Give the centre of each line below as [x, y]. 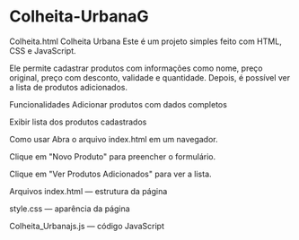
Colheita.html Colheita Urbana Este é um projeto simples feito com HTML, [146, 41]
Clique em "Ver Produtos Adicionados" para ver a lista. [111, 174]
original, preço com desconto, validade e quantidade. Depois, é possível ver [150, 77]
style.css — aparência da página [70, 209]
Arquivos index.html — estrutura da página [88, 191]
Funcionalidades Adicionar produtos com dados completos [118, 104]
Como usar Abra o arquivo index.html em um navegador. [114, 139]
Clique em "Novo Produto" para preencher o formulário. [113, 156]
